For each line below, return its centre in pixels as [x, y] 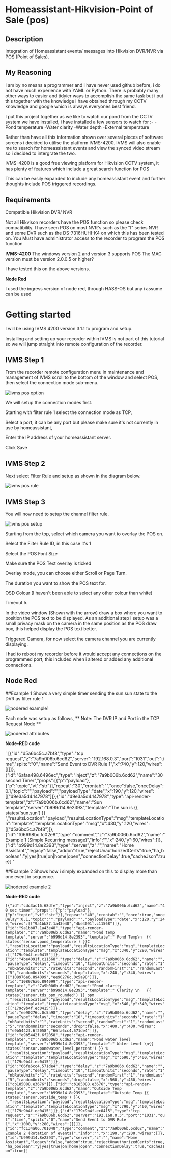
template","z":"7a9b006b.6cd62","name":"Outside [58, 1088]
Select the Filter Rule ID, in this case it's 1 [48, 544]
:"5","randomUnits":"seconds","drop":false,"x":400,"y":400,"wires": [81, 1026]
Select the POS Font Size [31, 553]
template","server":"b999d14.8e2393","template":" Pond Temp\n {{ [78, 937]
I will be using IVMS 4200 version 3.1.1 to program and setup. [69, 328]
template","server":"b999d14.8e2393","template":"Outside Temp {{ [77, 1093]
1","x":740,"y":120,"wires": [136, 764]
